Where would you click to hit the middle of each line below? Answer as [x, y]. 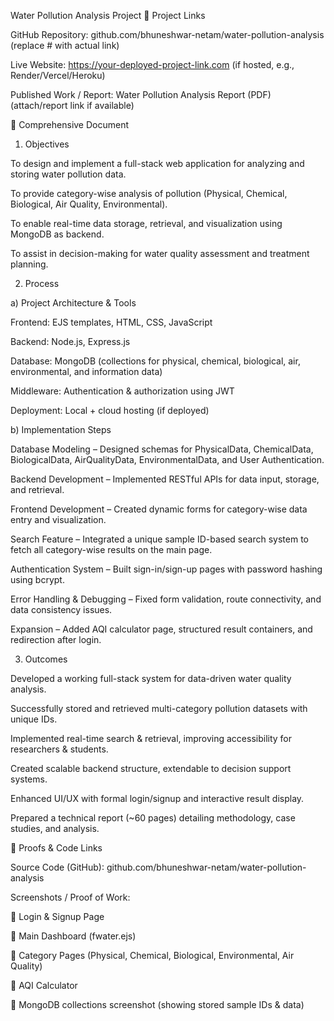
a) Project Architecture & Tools [73, 303]
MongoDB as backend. [57, 234]
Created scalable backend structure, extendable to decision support [151, 768]
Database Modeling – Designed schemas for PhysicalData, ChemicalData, [162, 449]
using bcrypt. [37, 579]
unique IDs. [34, 719]
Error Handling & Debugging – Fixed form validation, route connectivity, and [166, 599]
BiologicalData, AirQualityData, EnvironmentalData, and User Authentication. [167, 459]
